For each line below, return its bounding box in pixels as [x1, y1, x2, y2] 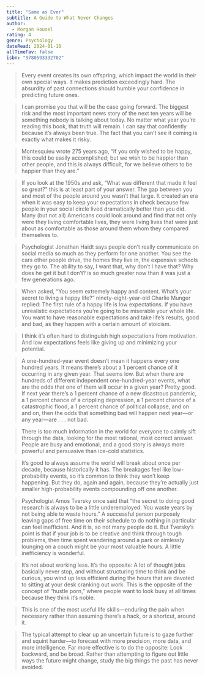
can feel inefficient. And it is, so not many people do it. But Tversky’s [21, 523, 194, 530]
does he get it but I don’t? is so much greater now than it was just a [21, 269, 191, 276]
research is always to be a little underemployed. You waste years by [21, 503, 193, 511]
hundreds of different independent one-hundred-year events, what [21, 376, 190, 384]
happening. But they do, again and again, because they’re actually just [21, 478, 199, 486]
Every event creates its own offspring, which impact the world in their [21, 71, 197, 79]
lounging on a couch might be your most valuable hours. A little [21, 543, 181, 550]
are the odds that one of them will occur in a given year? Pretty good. [21, 383, 196, 390]
